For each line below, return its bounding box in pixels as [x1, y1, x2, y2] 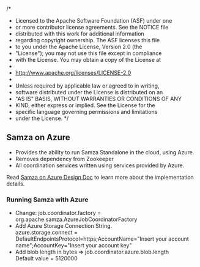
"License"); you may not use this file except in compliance [15, 50, 162, 57]
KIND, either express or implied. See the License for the [15, 102, 155, 109]
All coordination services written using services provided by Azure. [15, 162, 185, 169]
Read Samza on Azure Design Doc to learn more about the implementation [6, 173, 194, 181]
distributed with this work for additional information [15, 30, 145, 37]
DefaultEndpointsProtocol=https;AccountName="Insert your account [15, 235, 190, 243]
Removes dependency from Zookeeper [15, 155, 114, 162]
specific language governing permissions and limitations [15, 108, 158, 115]
